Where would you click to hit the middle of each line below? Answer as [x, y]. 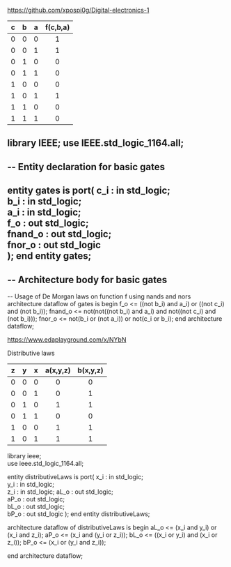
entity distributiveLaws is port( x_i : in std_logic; [75, 476]
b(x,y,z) [90, 370]
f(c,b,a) [57, 27]
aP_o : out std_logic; [36, 499]
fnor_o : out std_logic [54, 245]
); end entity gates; [49, 256]
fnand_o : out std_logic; [59, 234]
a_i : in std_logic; [44, 212]
